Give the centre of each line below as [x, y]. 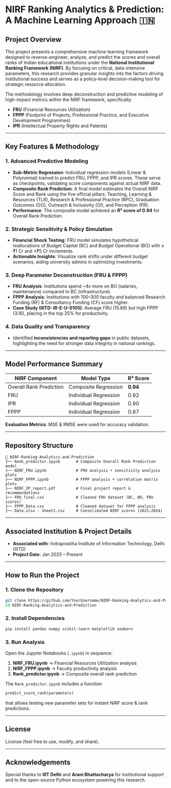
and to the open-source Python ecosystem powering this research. [76, 780]
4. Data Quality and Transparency [48, 327]
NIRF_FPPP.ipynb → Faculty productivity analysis [65, 668]
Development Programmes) [41, 120]
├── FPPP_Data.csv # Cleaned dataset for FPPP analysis [81, 506]
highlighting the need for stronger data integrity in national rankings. [84, 343]
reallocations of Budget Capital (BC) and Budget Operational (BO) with [86, 245]
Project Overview [33, 39]
